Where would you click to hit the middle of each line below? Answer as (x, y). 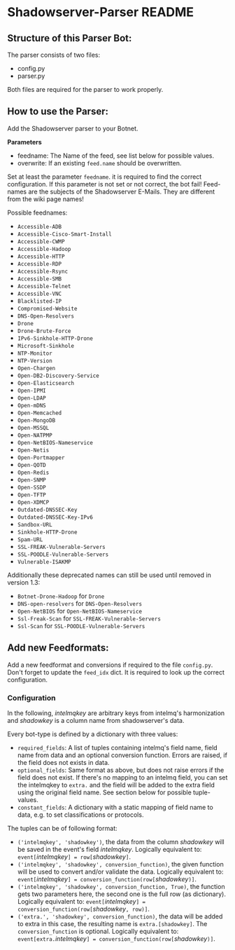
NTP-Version (35, 361)
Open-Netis (33, 450)
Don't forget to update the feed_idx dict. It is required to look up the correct (116, 672)
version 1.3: (24, 582)
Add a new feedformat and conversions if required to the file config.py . (110, 665)
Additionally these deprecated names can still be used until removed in (109, 575)
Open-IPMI (32, 391)
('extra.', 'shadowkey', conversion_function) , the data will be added (120, 916)
